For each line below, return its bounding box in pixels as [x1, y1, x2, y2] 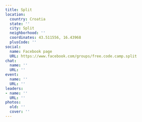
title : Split [5, 7, 32, 12]
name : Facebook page [9, 49, 52, 54]
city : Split [9, 26, 35, 31]
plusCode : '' [9, 40, 37, 45]
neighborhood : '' [9, 30, 46, 35]
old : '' [9, 105, 26, 110]
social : [5, 44, 21, 49]
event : [5, 72, 19, 77]
